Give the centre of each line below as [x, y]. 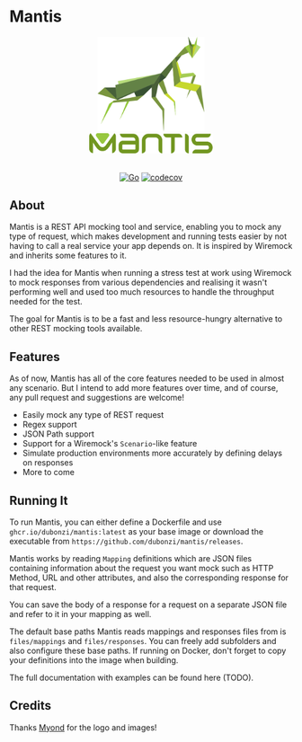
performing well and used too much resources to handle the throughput [142, 292]
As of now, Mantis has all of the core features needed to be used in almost [147, 378]
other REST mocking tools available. [76, 329]
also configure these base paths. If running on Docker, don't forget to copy [148, 650]
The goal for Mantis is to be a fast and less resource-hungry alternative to [146, 319]
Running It [39, 500]
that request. [33, 587]
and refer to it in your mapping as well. [80, 614]
